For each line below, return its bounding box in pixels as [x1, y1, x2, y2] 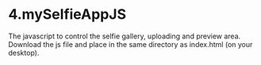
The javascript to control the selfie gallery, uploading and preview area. [8, 31, 241, 41]
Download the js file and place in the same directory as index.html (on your [8, 39, 253, 49]
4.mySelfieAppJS [8, 5, 127, 23]
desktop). [8, 48, 40, 57]
